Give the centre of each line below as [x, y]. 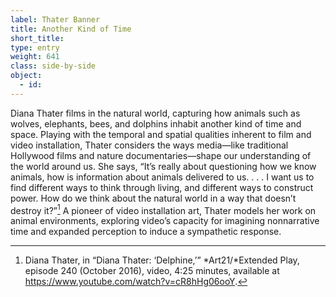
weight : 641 [35, 57]
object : [26, 76]
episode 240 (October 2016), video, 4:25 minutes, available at [152, 271]
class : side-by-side [53, 66]
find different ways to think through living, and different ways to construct [162, 187]
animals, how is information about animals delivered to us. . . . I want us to [162, 177]
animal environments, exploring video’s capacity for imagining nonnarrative [165, 221]
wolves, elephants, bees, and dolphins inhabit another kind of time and [156, 123]
